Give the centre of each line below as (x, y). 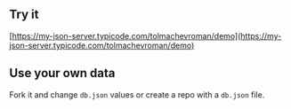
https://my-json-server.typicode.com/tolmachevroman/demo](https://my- (147, 35)
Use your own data (62, 73)
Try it (24, 15)
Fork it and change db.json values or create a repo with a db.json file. (137, 94)
